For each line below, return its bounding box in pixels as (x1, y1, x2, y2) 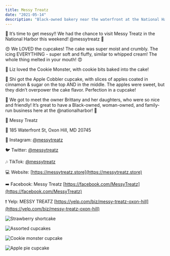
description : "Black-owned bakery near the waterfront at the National (5, 17, 159, 22)
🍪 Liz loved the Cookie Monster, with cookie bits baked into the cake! (5, 66, 149, 72)
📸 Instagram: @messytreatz (5, 137, 63, 143)
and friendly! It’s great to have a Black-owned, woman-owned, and (5, 102, 144, 108)
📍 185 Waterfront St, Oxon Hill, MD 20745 (5, 127, 92, 133)
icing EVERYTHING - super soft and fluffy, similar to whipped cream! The (5, 51, 157, 57)
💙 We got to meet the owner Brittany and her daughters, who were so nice (5, 97, 160, 103)
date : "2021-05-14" (5, 12, 47, 17)
